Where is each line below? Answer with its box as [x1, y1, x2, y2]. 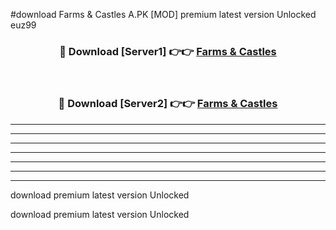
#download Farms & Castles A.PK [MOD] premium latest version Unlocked [10, 9, 317, 20]
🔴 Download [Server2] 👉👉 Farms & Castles [58, 97, 278, 111]
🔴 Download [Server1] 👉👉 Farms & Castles [59, 44, 277, 58]
